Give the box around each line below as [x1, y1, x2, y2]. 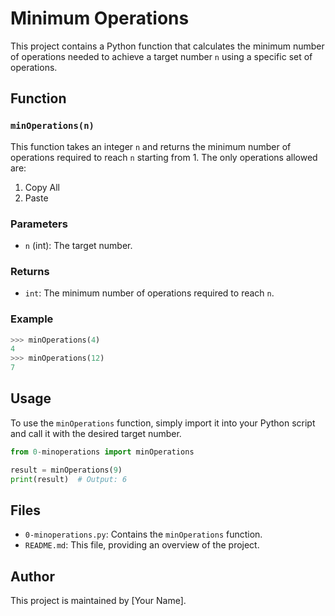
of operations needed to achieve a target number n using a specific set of [10, 50, 313, 62]
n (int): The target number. [24, 239, 133, 251]
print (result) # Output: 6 [10, 474, 128, 484]
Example [10, 312, 54, 326]
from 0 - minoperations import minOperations [10, 447, 195, 457]
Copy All [24, 181, 60, 193]
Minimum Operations [10, 7, 190, 30]
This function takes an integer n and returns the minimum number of [10, 140, 292, 152]
